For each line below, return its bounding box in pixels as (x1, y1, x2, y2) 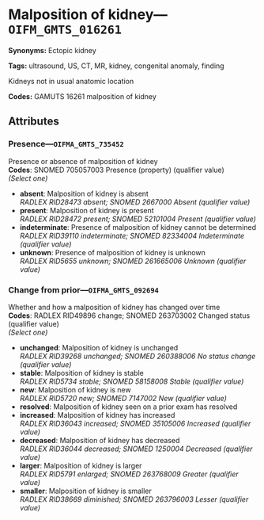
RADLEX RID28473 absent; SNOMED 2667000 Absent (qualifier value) (19, 197, 251, 207)
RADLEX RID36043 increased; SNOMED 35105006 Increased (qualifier (19, 419, 251, 428)
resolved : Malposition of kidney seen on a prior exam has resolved (19, 402, 238, 411)
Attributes (8, 115, 59, 128)
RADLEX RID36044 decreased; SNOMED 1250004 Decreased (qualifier (19, 444, 253, 453)
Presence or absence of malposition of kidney (8, 156, 158, 166)
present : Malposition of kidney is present (19, 205, 154, 215)
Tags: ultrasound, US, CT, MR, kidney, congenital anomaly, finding (8, 61, 224, 71)
